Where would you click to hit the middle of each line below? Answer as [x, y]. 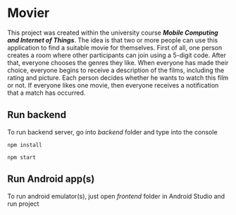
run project [23, 204]
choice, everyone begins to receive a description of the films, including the [116, 70]
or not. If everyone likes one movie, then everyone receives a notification [113, 85]
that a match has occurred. [46, 93]
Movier [29, 13]
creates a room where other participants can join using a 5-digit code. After [117, 55]
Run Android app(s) [51, 179]
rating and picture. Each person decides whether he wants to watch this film [118, 77]
